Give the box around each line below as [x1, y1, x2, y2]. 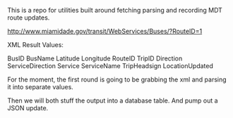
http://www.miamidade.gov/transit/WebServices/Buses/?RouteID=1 [7, 27, 203, 35]
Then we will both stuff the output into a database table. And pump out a [7, 96, 218, 105]
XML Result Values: [7, 41, 64, 48]
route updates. [7, 13, 50, 22]
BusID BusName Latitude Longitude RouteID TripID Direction [7, 54, 183, 63]
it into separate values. [7, 83, 74, 91]
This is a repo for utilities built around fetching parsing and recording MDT [7, 6, 222, 14]
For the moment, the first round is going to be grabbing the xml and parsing [7, 75, 227, 84]
